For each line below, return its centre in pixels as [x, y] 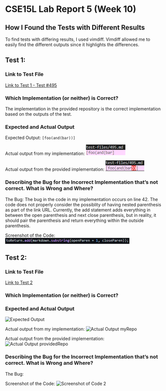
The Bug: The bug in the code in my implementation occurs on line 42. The [82, 199]
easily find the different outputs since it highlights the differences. [72, 45]
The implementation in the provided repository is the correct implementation [83, 109]
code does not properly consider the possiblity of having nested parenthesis [83, 204]
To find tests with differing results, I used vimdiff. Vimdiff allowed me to [78, 39]
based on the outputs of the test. [39, 114]
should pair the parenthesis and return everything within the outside [75, 220]
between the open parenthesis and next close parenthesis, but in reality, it [81, 215]
